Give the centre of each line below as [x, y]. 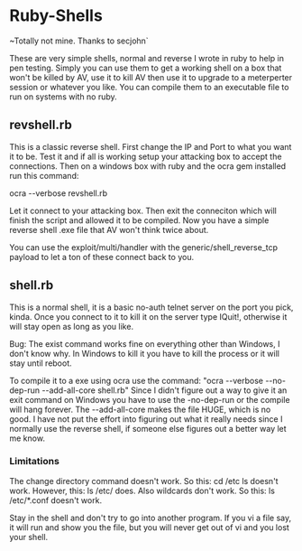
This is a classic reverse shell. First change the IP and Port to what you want [151, 146]
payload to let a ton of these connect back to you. [102, 257]
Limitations [35, 462]
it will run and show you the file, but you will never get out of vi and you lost [150, 527]
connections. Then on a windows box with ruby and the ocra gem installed [148, 166]
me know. [27, 438]
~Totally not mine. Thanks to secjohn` [79, 41]
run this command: [44, 175]
